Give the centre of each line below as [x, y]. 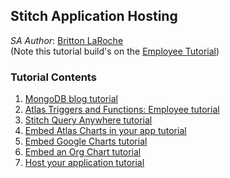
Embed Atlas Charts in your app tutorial [105, 131]
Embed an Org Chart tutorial [83, 152]
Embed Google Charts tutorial [86, 141]
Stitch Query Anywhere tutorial [88, 120]
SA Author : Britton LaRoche [67, 40]
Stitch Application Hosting [94, 16]
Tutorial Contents [53, 77]
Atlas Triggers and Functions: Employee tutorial [122, 110]
